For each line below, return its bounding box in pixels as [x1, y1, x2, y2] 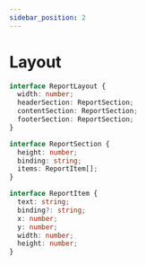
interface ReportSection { [9, 139, 110, 148]
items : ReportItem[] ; [17, 164, 99, 173]
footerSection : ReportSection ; [17, 115, 134, 124]
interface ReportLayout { [9, 82, 106, 91]
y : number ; [17, 222, 58, 232]
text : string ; [17, 198, 70, 207]
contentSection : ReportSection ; [17, 107, 139, 116]
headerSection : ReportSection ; [17, 98, 134, 108]
